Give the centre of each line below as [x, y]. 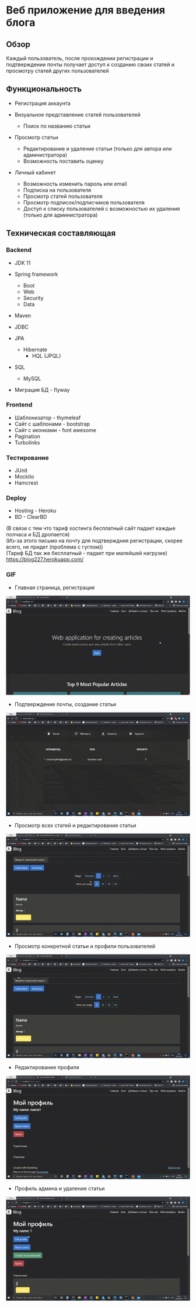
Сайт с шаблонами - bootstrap [52, 424]
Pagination [27, 436]
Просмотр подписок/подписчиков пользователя [84, 202]
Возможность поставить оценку [63, 161]
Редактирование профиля [47, 1067]
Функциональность [44, 89]
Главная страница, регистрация [55, 587]
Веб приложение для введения [85, 10]
